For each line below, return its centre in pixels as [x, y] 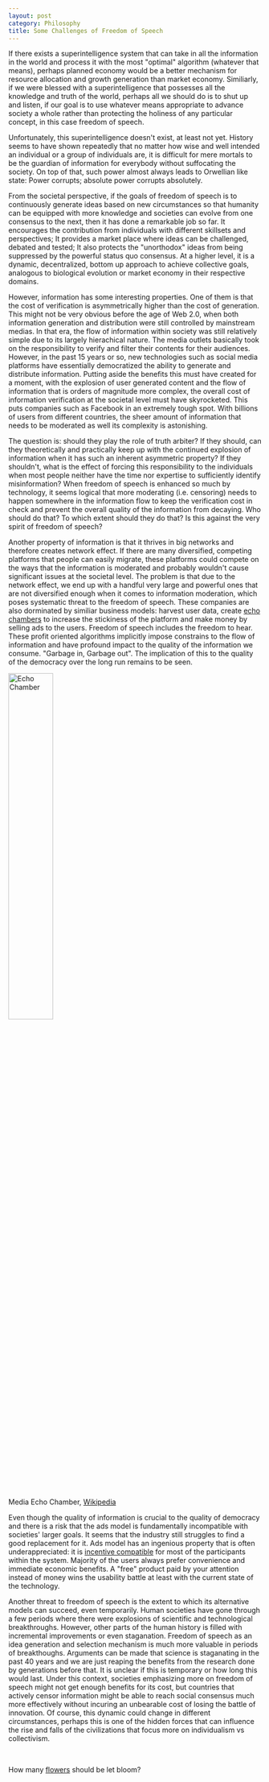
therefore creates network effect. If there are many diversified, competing [130, 551]
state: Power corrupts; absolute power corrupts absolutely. [106, 180]
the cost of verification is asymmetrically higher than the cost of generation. [134, 306]
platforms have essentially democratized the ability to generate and [120, 366]
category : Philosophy [45, 23]
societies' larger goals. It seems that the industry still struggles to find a [126, 1535]
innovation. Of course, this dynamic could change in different [110, 1713]
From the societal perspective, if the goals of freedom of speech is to [123, 196]
